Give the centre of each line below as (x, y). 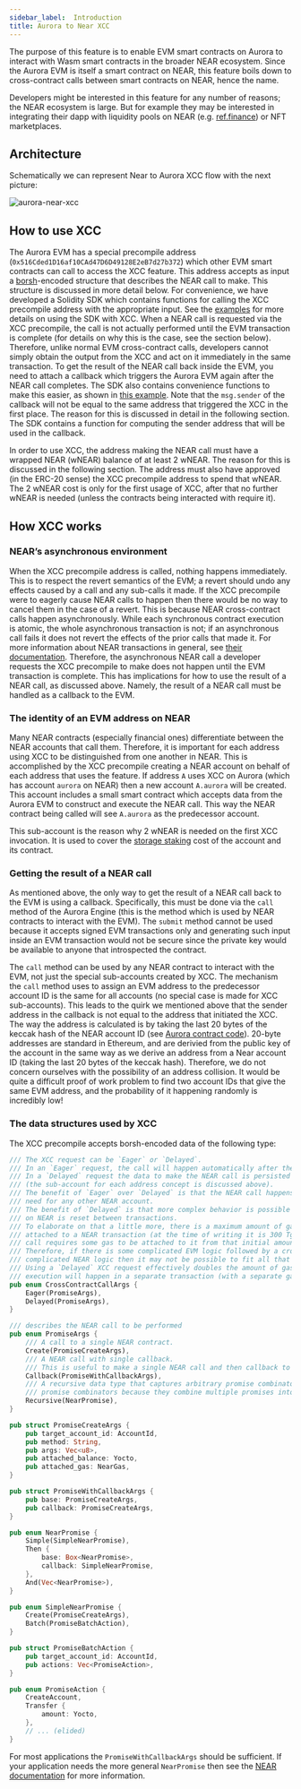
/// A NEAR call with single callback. (100, 1359)
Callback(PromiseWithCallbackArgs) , (94, 1376)
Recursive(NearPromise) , (72, 1401)
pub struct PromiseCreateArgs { (69, 1425)
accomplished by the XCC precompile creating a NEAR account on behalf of (150, 766)
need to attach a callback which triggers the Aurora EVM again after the (142, 376)
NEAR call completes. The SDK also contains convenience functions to (140, 385)
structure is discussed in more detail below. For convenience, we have (139, 290)
